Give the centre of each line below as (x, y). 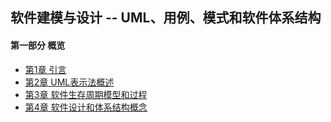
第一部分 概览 (38, 45)
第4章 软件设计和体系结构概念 (86, 107)
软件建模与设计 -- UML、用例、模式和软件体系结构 (166, 18)
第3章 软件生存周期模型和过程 (86, 94)
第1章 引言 (45, 69)
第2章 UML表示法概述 (69, 82)
